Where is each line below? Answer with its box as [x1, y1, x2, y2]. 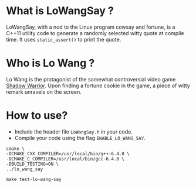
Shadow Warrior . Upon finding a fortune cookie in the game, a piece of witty [6, 82, 191, 89]
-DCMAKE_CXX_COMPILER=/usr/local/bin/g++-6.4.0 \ [6, 151, 130, 156]
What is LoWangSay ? [6, 4, 114, 18]
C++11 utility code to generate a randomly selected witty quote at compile [6, 29, 184, 36]
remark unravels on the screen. [6, 88, 82, 95]
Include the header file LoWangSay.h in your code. [14, 128, 133, 135]
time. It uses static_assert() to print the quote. [6, 36, 121, 43]
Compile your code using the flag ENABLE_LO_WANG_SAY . [14, 134, 146, 141]
